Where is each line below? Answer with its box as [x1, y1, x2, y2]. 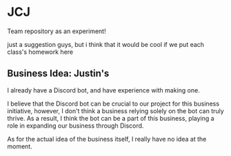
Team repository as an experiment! [7, 27, 106, 35]
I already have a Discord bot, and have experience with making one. [7, 86, 200, 94]
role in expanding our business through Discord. [7, 121, 144, 130]
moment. [7, 142, 32, 150]
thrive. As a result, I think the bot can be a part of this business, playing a [7, 114, 215, 122]
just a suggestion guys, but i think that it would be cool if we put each [7, 40, 205, 48]
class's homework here [7, 48, 74, 56]
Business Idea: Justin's [7, 68, 110, 79]
